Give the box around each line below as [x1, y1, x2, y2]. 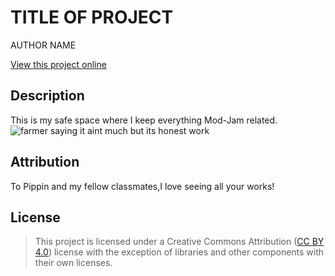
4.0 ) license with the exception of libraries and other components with [34, 246, 325, 258]
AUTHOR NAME [10, 39, 77, 51]
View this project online [10, 58, 107, 70]
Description [10, 87, 85, 105]
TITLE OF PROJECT [10, 6, 174, 29]
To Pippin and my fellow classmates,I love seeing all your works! [10, 180, 275, 192]
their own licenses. [34, 257, 113, 269]
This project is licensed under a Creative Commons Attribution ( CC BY [34, 236, 325, 248]
